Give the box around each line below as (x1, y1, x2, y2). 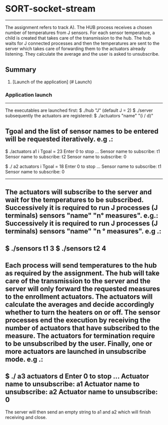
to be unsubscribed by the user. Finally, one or (5, 339, 152, 348)
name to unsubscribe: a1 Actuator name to (5, 380, 140, 388)
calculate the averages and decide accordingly (5, 300, 154, 309)
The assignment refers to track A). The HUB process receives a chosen (5, 24, 152, 30)
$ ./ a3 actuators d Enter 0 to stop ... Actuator (5, 372, 149, 381)
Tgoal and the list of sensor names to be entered (5, 127, 158, 136)
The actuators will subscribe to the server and (5, 188, 152, 196)
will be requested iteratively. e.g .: (5, 135, 113, 143)
